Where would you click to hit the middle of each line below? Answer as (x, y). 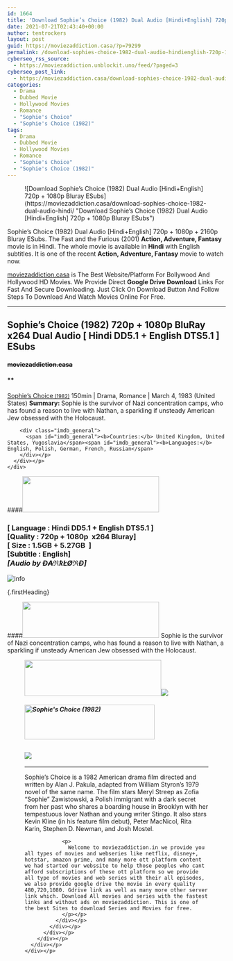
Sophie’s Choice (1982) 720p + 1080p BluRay (106, 325)
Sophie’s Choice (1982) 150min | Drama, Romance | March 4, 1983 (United (111, 395)
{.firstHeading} (28, 592)
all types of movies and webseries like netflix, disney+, (112, 853)
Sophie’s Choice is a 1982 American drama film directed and (110, 777)
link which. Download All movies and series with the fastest (116, 896)
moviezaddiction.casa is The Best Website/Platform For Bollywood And (109, 274)
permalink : (23, 53)
